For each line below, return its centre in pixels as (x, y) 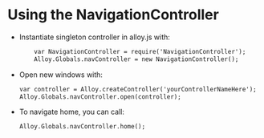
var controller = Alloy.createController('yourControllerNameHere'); (138, 89)
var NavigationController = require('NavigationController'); (140, 51)
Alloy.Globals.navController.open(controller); (100, 97)
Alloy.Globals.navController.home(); (82, 127)
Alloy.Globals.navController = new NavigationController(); (136, 59)
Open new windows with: (61, 75)
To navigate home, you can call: (72, 112)
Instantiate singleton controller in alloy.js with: (94, 37)
